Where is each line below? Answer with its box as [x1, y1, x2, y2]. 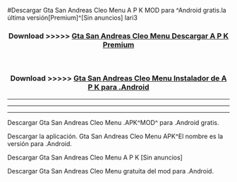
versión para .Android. [7, 139, 73, 147]
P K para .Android [87, 83, 150, 92]
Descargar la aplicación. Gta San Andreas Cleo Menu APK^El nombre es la [7, 132, 224, 140]
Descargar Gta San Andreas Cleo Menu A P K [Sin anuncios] [7, 153, 183, 162]
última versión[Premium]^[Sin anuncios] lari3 [7, 13, 138, 22]
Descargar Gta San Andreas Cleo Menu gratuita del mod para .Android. [7, 166, 214, 175]
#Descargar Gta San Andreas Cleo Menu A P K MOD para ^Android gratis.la [7, 6, 227, 14]
